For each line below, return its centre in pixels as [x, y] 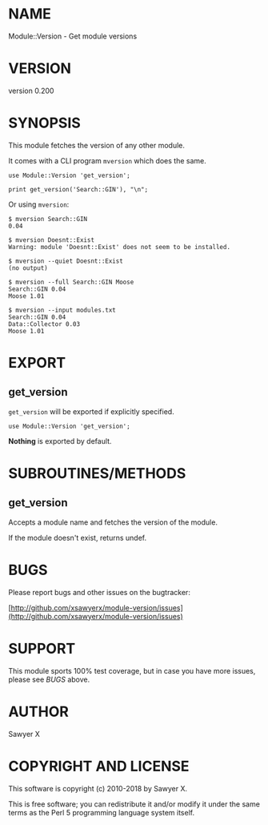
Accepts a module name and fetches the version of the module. [113, 522]
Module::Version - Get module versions [73, 36]
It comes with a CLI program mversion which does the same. [107, 160]
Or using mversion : [39, 204]
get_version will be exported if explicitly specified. [91, 411]
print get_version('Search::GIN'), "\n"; [78, 189]
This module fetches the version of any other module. [97, 145]
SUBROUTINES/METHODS [97, 473]
